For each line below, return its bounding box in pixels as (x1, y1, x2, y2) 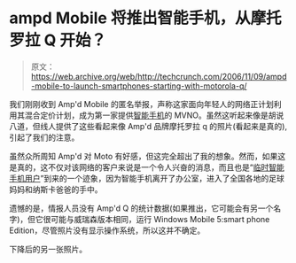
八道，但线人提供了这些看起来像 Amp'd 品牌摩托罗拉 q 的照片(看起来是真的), (9, 120, 288, 131)
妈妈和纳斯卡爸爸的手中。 (9, 183, 103, 195)
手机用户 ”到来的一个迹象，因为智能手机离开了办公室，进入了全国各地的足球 (9, 173, 285, 183)
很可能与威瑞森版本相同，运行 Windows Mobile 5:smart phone (43, 213, 270, 224)
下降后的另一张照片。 (9, 244, 87, 254)
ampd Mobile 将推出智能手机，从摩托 (9, 8, 282, 28)
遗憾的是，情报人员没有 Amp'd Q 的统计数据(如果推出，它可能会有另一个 (9, 203, 274, 213)
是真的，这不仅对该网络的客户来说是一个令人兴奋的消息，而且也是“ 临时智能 (9, 161, 285, 173)
